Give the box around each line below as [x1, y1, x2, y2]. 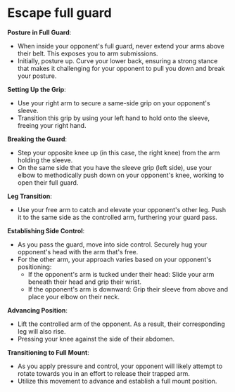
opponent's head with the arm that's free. [17, 247, 139, 256]
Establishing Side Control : [7, 226, 85, 235]
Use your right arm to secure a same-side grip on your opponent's [17, 98, 210, 107]
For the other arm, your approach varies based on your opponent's [17, 255, 212, 263]
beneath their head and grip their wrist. [27, 277, 142, 286]
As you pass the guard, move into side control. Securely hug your [17, 240, 208, 249]
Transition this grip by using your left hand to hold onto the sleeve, [17, 114, 210, 122]
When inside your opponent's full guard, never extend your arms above [17, 41, 225, 50]
